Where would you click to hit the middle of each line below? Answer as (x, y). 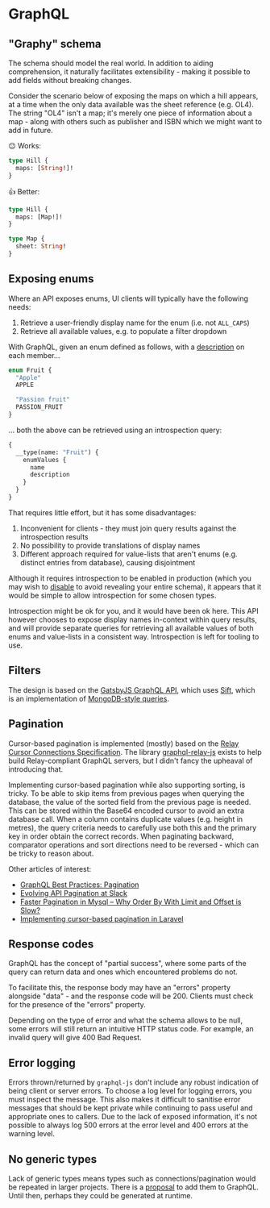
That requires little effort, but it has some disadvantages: (102, 512)
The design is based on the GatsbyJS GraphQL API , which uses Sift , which (132, 689)
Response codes (51, 944)
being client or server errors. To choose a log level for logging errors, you (130, 1091)
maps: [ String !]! (45, 168)
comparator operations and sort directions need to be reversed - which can (134, 844)
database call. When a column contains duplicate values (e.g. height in (126, 819)
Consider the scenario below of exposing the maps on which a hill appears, (133, 96)
